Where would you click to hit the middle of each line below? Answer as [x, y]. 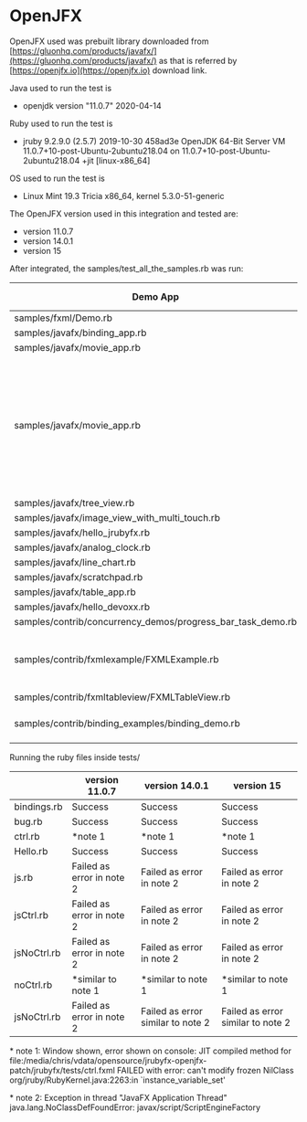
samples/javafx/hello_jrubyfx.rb [82, 533]
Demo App [156, 296]
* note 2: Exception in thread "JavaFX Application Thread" [118, 1097]
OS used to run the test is [57, 178]
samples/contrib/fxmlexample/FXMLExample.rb [116, 659]
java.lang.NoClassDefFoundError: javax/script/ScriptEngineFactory [135, 1107]
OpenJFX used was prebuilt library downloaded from [109, 41]
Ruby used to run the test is [61, 123]
